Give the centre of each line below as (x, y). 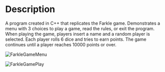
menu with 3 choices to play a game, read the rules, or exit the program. (80, 28)
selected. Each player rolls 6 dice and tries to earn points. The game (76, 39)
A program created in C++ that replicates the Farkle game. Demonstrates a (83, 23)
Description (30, 9)
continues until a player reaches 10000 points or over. (61, 44)
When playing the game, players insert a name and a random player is (77, 34)
